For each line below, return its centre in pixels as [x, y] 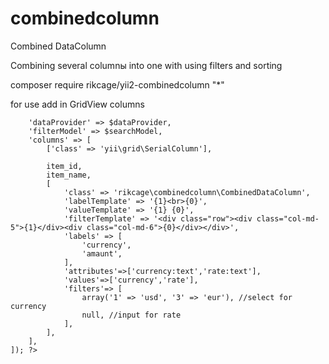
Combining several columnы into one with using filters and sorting [146, 65]
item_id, [64, 166]
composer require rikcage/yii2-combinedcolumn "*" [117, 84]
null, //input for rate [131, 315]
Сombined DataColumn [58, 46]
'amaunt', [102, 253]
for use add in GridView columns [77, 104]
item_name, [69, 175]
